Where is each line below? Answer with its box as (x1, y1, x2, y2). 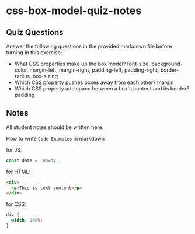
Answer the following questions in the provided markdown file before (6, 43, 172, 50)
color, (14, 67, 29, 74)
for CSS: (6, 201, 26, 208)
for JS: (6, 146, 22, 153)
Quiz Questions (6, 27, 64, 37)
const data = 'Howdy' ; (6, 158, 61, 163)
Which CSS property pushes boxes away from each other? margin (14, 79, 174, 86)
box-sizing (32, 73, 58, 79)
